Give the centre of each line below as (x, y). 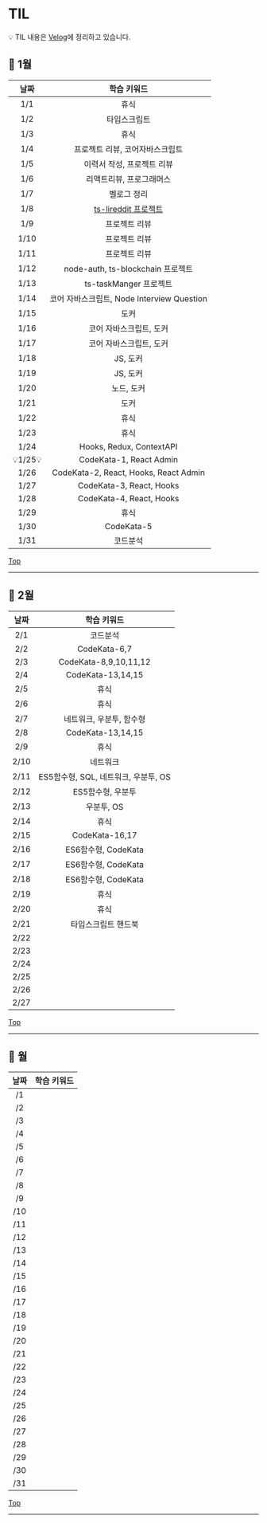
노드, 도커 (128, 388)
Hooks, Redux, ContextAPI (128, 446)
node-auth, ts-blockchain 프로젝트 (128, 269)
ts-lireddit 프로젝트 (129, 209)
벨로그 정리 (128, 194)
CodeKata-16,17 (104, 835)
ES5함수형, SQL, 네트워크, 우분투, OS (104, 776)
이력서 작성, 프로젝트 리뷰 (128, 164)
